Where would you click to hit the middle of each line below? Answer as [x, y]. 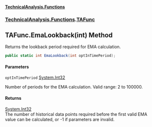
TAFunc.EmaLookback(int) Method [59, 35]
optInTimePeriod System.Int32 [35, 77]
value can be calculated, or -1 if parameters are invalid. [60, 119]
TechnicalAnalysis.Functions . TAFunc [50, 19]
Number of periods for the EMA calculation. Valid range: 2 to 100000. [74, 87]
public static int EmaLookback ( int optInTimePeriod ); [61, 56]
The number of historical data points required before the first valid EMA [76, 114]
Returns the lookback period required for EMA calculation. [63, 47]
